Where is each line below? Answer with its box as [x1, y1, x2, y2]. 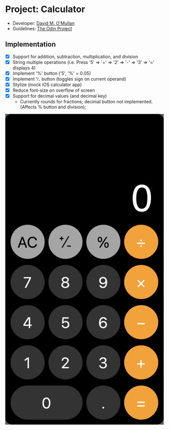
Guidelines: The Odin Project [12, 25, 72, 31]
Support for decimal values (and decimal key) [12, 93, 107, 99]
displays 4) [12, 64, 36, 71]
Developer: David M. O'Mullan [12, 20, 75, 26]
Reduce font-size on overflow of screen [12, 87, 95, 94]
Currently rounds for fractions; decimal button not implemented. [20, 99, 153, 105]
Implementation [5, 40, 56, 49]
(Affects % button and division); [20, 104, 87, 110]
